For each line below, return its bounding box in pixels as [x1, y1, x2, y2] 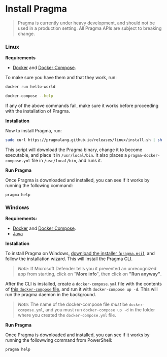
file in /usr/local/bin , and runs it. [31, 157, 103, 163]
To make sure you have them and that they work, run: [5, 75, 117, 81]
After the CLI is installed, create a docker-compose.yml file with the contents [5, 281, 162, 287]
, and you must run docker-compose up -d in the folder [43, 307, 155, 313]
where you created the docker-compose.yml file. [17, 312, 117, 318]
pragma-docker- [128, 153, 160, 158]
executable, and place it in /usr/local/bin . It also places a [5, 152, 127, 158]
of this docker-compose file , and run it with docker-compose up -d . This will [5, 286, 158, 292]
